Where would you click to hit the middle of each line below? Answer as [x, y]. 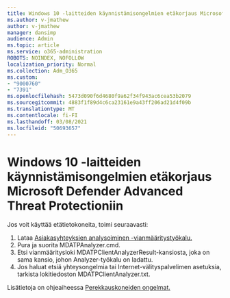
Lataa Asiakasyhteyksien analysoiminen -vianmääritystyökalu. [105, 238]
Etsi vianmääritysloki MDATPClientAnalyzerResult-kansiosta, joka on [113, 252]
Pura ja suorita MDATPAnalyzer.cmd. [69, 245]
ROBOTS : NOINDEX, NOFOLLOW [46, 58]
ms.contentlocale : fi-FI [42, 115]
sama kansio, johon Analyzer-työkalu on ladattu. [85, 260]
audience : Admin [30, 39]
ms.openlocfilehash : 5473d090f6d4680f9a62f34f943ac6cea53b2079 [99, 97]
